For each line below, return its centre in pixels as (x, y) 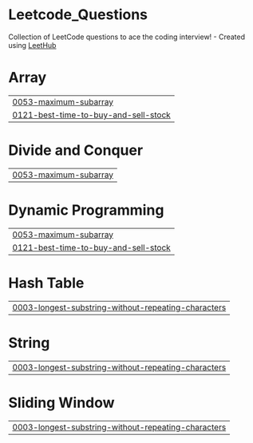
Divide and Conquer (76, 150)
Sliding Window (61, 403)
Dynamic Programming (86, 210)
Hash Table (46, 283)
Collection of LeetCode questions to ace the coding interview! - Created (127, 37)
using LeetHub (32, 45)
